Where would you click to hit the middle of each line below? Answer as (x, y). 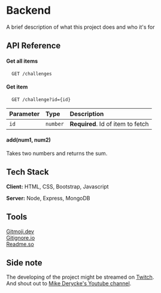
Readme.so (20, 244)
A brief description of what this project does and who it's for (80, 27)
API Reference (34, 46)
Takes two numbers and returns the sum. (57, 153)
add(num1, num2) (28, 140)
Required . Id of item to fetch (109, 124)
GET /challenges (32, 74)
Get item (17, 87)
